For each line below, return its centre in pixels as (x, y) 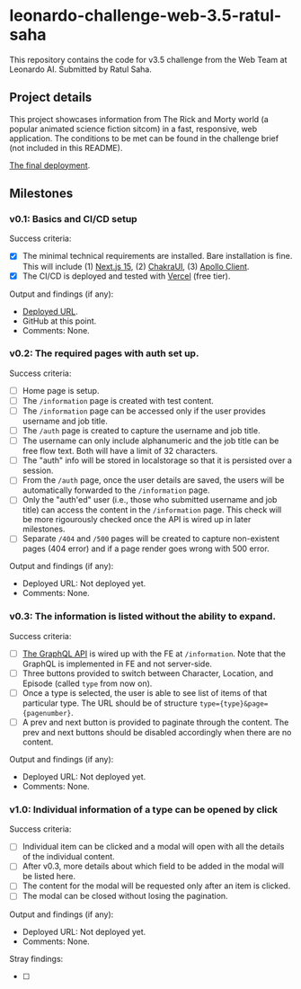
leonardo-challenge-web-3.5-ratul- (146, 16)
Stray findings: (36, 958)
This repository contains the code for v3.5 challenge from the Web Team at (148, 59)
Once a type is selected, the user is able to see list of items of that (145, 692)
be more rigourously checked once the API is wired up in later (137, 520)
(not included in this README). (66, 147)
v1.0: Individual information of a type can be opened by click (144, 809)
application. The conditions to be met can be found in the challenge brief (144, 138)
